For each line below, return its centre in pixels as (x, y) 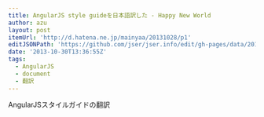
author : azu (27, 23)
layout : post (29, 30)
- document (33, 74)
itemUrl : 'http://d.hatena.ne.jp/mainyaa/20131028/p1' (100, 37)
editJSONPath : (31, 45)
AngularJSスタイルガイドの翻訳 (59, 104)
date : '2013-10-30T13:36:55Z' (58, 52)
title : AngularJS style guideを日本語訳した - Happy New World (110, 15)
